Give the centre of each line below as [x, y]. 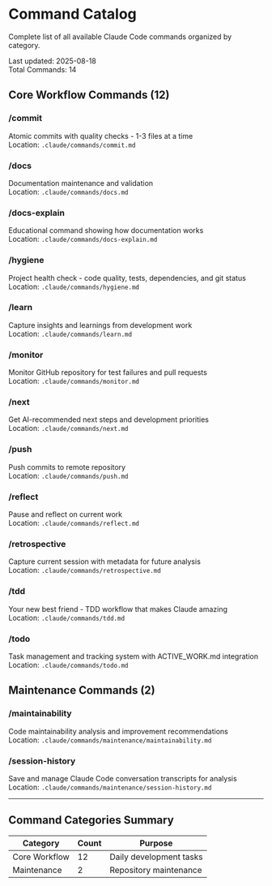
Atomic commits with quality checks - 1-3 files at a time [101, 135]
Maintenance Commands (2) [82, 690]
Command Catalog [73, 14]
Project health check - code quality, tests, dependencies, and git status [127, 277]
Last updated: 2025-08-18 [53, 61]
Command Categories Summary [91, 820]
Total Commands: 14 [42, 69]
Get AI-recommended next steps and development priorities [108, 419]
